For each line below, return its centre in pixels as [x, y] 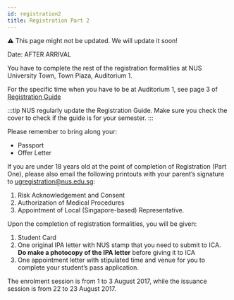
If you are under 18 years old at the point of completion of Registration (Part [117, 166]
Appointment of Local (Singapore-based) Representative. [101, 210]
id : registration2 [34, 14]
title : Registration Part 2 [49, 20]
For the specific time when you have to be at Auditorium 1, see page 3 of [113, 89]
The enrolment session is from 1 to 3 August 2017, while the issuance [107, 281]
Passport [31, 145]
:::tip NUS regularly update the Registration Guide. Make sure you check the [117, 110]
